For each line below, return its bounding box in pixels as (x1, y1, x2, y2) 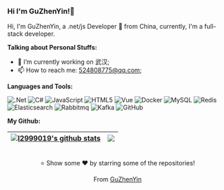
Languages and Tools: (7, 82, 73, 90)
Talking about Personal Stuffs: (7, 43, 97, 52)
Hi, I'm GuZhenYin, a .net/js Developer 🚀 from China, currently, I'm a (7, 22, 203, 31)
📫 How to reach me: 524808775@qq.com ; (17, 66, 142, 74)
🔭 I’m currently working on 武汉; (17, 57, 110, 66)
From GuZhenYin (93, 175, 142, 184)
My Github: (7, 117, 41, 125)
